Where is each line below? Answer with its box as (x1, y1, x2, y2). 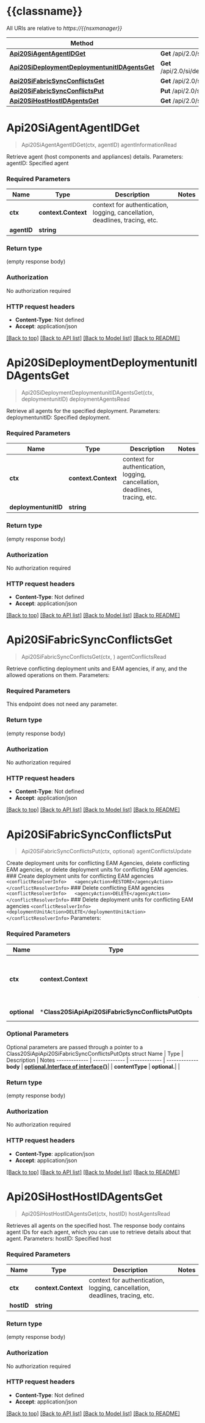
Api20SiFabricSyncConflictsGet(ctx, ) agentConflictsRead (21, 653, 167, 661)
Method (70, 38, 94, 47)
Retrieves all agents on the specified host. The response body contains (6, 1222, 185, 1229)
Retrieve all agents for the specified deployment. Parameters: (6, 407, 160, 414)
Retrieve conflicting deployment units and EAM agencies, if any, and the (6, 665, 187, 672)
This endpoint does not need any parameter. (6, 700, 118, 708)
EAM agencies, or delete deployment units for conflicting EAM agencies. (6, 866, 189, 873)
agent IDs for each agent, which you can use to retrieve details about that (6, 1228, 191, 1236)
